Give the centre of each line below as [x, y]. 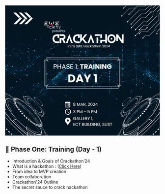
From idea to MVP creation [39, 172]
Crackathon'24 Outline [35, 182]
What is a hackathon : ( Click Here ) [47, 166]
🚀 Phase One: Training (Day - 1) [53, 149]
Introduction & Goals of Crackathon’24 [51, 161]
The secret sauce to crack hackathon [50, 187]
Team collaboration [32, 177]
